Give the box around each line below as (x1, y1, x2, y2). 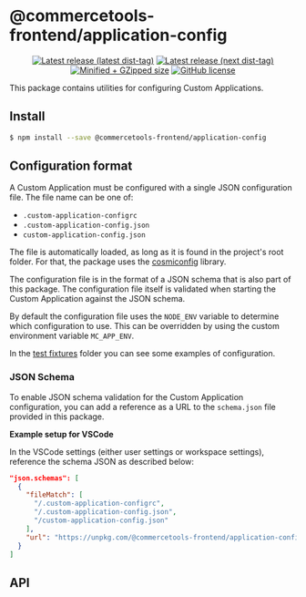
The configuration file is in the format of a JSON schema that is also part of (9, 274, 291, 285)
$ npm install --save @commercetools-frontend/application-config (9, 133, 267, 142)
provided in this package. (9, 411, 105, 422)
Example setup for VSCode (9, 428, 114, 439)
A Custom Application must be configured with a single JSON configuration (9, 182, 293, 193)
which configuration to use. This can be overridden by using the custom (9, 321, 280, 332)
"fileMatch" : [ (25, 490, 84, 499)
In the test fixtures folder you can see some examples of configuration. (9, 348, 276, 359)
